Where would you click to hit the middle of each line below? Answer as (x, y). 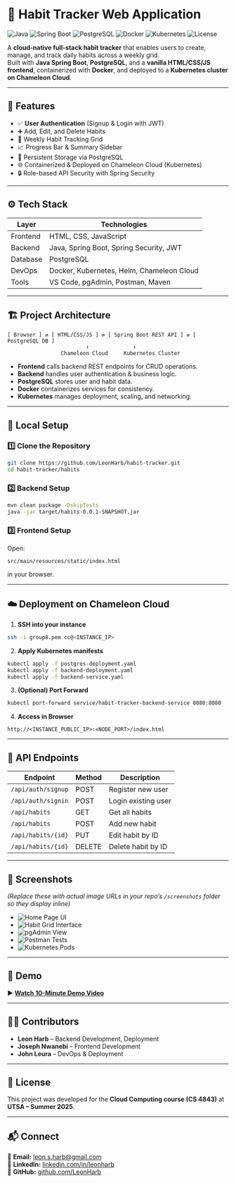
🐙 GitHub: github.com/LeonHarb (54, 1172)
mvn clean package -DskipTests (53, 506)
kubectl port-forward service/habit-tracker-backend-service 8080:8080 (114, 703)
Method (88, 778)
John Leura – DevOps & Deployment (70, 1053)
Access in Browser (45, 717)
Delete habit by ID (138, 847)
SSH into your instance (52, 624)
